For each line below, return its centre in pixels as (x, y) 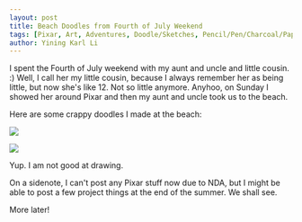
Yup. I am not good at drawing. (67, 165)
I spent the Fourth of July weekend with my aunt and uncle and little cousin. (150, 68)
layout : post (34, 18)
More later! (30, 210)
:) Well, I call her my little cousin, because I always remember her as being (147, 78)
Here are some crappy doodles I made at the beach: (106, 114)
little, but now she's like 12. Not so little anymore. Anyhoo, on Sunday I (139, 87)
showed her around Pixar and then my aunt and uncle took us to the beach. (149, 97)
